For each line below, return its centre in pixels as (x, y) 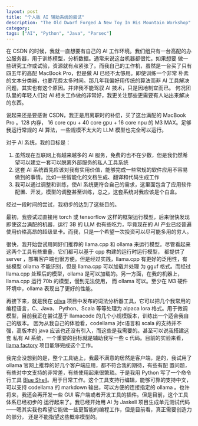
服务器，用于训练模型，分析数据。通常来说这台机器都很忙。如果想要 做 (97, 58)
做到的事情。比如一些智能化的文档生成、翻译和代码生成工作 (87, 177)
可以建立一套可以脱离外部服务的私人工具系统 (74, 162)
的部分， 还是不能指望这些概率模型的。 (53, 417)
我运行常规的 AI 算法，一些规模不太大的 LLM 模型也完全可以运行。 (86, 130)
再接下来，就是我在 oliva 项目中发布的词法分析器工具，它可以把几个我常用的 (98, 301)
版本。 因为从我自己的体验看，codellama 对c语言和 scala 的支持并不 (99, 323)
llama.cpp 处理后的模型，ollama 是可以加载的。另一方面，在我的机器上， (94, 274)
